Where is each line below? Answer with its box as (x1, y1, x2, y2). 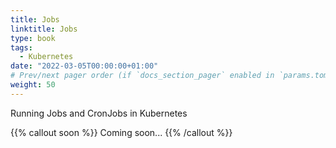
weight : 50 (10, 80, 56, 90)
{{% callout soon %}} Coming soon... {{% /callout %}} (10, 126, 233, 138)
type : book (10, 33, 56, 43)
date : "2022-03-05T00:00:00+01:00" (10, 61, 159, 71)
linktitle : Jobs (10, 24, 78, 34)
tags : (10, 42, 33, 53)
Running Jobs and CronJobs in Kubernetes (10, 107, 188, 119)
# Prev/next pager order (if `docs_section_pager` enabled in (10, 71, 275, 81)
